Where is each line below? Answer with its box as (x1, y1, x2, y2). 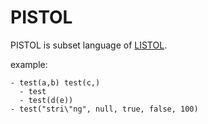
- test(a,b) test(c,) (10, 77, 101, 88)
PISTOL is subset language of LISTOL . (10, 39, 168, 51)
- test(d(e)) (19, 95, 74, 105)
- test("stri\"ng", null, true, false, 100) (10, 104, 199, 114)
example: (10, 58, 48, 70)
